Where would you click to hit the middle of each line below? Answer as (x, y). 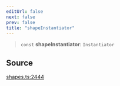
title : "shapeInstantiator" (41, 28)
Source (20, 63)
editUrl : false (25, 11)
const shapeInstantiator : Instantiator (67, 44)
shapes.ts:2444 (25, 77)
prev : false (21, 22)
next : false (21, 17)
